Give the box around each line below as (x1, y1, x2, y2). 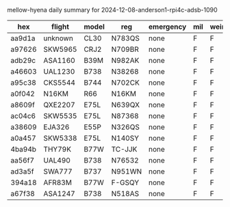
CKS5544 (43, 78, 75, 87)
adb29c (10, 56, 36, 65)
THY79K (43, 145, 72, 154)
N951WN (111, 167, 142, 176)
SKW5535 (43, 111, 77, 120)
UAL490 (43, 156, 71, 165)
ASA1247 (43, 189, 75, 198)
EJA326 (43, 122, 70, 132)
